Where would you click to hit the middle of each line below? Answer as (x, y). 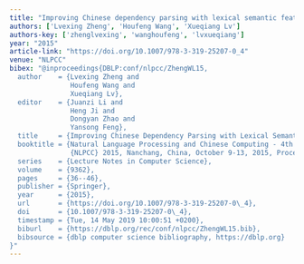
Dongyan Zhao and (103, 119)
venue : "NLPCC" (38, 60)
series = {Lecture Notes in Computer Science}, (115, 161)
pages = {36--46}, (60, 178)
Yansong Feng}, (99, 128)
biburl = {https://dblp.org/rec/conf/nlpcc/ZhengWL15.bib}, (139, 229)
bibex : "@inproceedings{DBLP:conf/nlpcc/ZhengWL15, (109, 69)
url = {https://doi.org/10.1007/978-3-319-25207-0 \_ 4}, (137, 204)
